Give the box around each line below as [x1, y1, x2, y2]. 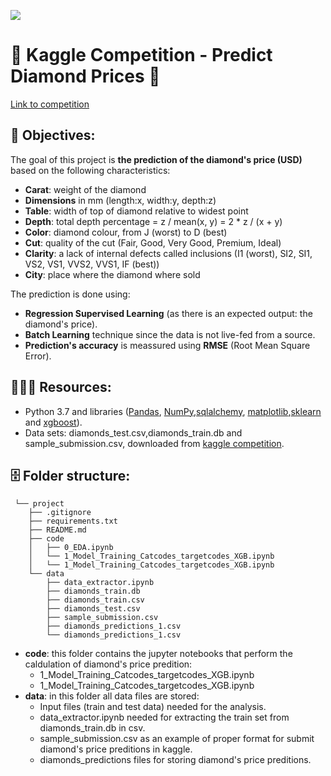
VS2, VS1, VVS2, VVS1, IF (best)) [24, 258, 160, 270]
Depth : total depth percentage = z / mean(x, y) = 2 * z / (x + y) [24, 215, 283, 227]
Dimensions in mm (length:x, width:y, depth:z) [24, 194, 217, 206]
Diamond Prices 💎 [10, 65, 161, 88]
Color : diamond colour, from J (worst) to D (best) [24, 226, 228, 238]
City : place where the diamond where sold [24, 268, 201, 280]
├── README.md [28, 525, 87, 535]
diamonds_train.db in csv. [39, 722, 146, 734]
